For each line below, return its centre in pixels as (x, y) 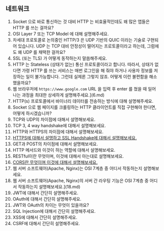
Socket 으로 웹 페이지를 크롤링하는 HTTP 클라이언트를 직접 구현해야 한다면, (84, 107)
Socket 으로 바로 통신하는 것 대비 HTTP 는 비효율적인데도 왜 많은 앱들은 (81, 22)
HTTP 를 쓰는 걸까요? (33, 27)
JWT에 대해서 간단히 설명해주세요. (45, 193)
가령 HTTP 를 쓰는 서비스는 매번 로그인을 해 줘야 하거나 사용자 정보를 (87, 70)
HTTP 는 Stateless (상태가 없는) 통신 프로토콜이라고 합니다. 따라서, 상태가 (83, 64)
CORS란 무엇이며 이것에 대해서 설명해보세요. (55, 162)
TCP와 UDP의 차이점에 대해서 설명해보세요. (54, 119)
